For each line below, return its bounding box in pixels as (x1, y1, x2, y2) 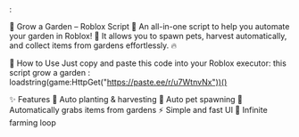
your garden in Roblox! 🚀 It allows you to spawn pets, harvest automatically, (9, 31, 287, 41)
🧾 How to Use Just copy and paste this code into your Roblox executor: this (9, 58, 287, 68)
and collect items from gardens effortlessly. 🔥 (9, 40, 178, 51)
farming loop (9, 117, 56, 128)
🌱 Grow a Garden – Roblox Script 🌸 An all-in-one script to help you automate (9, 21, 290, 31)
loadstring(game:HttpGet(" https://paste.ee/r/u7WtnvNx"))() (9, 77, 228, 87)
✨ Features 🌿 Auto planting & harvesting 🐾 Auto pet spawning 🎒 (9, 94, 244, 104)
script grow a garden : (9, 68, 91, 77)
